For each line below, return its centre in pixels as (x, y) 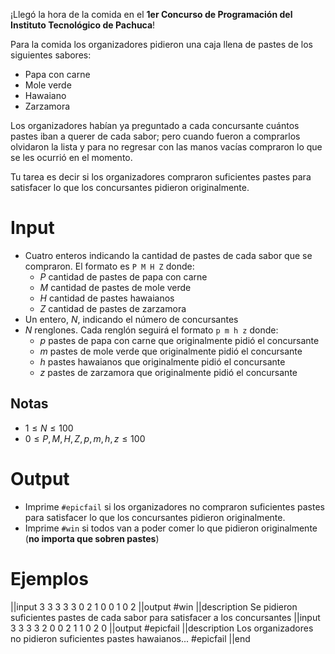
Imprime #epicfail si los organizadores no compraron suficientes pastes (174, 506)
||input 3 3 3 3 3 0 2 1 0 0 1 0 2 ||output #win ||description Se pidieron (154, 606)
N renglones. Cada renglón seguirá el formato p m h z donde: (151, 330)
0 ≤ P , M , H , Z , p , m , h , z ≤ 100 (85, 438)
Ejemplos (49, 578)
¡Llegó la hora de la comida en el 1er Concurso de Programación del (151, 14)
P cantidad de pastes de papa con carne (123, 276)
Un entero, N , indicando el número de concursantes (131, 319)
